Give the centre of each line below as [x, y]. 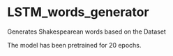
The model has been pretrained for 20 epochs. [74, 45]
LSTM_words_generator [78, 12]
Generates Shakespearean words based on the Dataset [86, 31]
